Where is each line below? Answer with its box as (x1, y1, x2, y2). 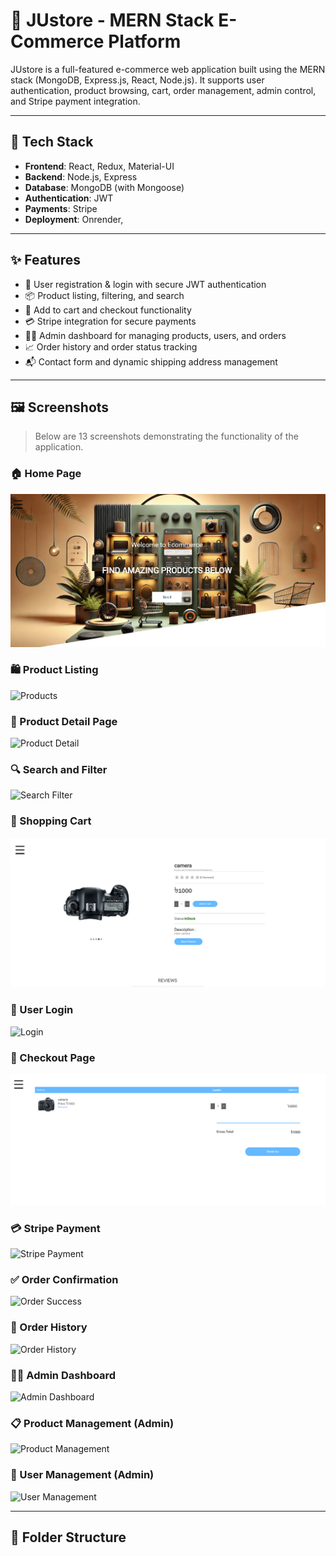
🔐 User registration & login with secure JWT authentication (24, 278, 267, 290)
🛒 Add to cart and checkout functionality (24, 304, 192, 316)
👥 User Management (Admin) (10, 1468, 155, 1482)
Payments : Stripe (24, 202, 98, 214)
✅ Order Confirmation (10, 1273, 119, 1287)
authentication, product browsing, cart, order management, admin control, (10, 84, 317, 96)
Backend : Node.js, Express (24, 170, 138, 183)
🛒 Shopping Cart (10, 814, 92, 828)
